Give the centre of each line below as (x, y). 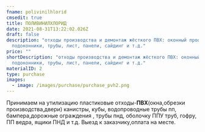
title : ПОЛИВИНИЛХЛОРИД (37, 23)
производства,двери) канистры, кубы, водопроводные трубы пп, (92, 109)
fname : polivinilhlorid (37, 12)
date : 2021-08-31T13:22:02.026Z (47, 29)
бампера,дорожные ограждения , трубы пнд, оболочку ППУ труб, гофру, (102, 116)
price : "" (19, 52)
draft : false (23, 35)
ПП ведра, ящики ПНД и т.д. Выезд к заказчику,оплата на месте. (91, 122)
